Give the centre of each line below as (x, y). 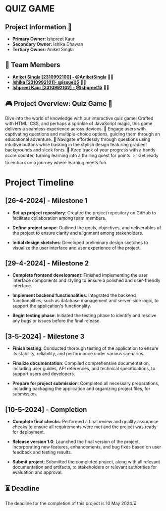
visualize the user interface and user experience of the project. (77, 248)
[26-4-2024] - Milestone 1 (46, 201)
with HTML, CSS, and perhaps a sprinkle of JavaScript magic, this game (79, 123)
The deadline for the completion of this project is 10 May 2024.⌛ (71, 503)
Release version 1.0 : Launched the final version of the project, (76, 442)
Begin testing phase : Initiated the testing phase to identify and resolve (84, 316)
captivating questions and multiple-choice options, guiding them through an (83, 134)
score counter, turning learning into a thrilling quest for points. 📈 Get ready (82, 155)
